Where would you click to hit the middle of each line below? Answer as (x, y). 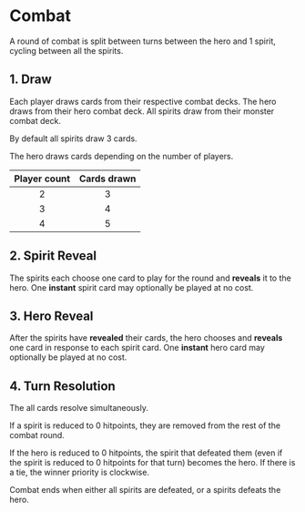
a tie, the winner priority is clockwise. (80, 472)
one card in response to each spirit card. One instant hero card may (137, 348)
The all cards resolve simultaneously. (79, 408)
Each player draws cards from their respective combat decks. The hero (143, 101)
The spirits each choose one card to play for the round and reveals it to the (150, 278)
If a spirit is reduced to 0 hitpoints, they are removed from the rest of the (145, 425)
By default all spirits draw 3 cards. (74, 138)
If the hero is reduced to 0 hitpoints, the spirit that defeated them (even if (146, 453)
